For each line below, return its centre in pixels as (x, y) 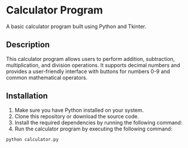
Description (28, 45)
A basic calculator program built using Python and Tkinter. (76, 26)
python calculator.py (33, 139)
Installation (27, 96)
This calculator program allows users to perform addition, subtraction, (90, 58)
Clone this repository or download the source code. (77, 116)
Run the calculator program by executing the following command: (93, 129)
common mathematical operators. (47, 77)
